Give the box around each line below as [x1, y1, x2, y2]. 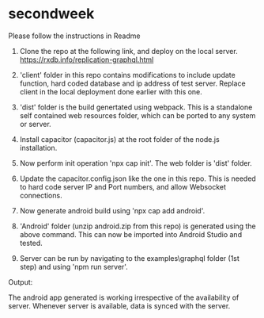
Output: [8, 277, 33, 286]
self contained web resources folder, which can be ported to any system [19, 110, 256, 120]
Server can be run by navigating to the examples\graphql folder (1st [19, 253, 239, 262]
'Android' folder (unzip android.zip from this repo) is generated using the [19, 221, 256, 231]
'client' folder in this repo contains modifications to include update [19, 70, 236, 79]
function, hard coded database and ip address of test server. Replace [19, 79, 247, 88]
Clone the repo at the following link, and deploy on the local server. [19, 46, 239, 56]
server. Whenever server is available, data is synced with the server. [8, 301, 231, 310]
